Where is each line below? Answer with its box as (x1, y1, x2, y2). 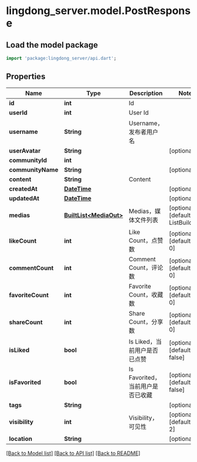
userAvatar (9, 147, 41, 155)
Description (129, 89, 163, 97)
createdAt (9, 185, 38, 193)
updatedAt (9, 194, 40, 202)
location (9, 434, 32, 443)
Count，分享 (128, 318, 164, 326)
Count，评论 (128, 263, 164, 271)
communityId (9, 156, 47, 164)
